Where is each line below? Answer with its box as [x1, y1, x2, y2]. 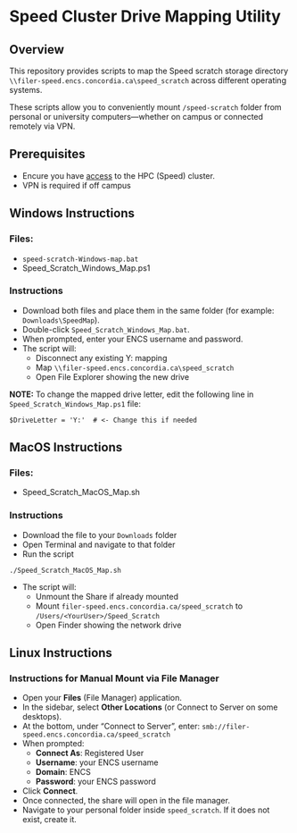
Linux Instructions [9, 645, 113, 661]
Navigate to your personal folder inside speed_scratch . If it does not [21, 804, 270, 815]
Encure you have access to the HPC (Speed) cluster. [21, 170, 216, 181]
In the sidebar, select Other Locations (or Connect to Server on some [21, 702, 278, 712]
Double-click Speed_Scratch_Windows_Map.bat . [21, 324, 190, 334]
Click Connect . [21, 786, 78, 796]
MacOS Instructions [9, 440, 123, 455]
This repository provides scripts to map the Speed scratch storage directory [9, 65, 289, 76]
